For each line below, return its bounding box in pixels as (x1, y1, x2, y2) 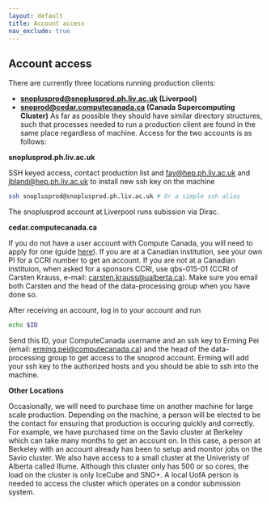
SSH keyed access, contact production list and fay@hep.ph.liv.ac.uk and (8, 168, 251, 178)
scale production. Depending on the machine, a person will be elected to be (8, 410, 261, 419)
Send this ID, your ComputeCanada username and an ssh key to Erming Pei (8, 335, 260, 345)
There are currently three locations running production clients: (8, 78, 216, 88)
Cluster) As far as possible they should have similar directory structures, (19, 111, 263, 121)
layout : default (8, 11, 63, 20)
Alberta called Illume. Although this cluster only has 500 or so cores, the (8, 461, 249, 471)
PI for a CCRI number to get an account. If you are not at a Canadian (8, 255, 235, 265)
